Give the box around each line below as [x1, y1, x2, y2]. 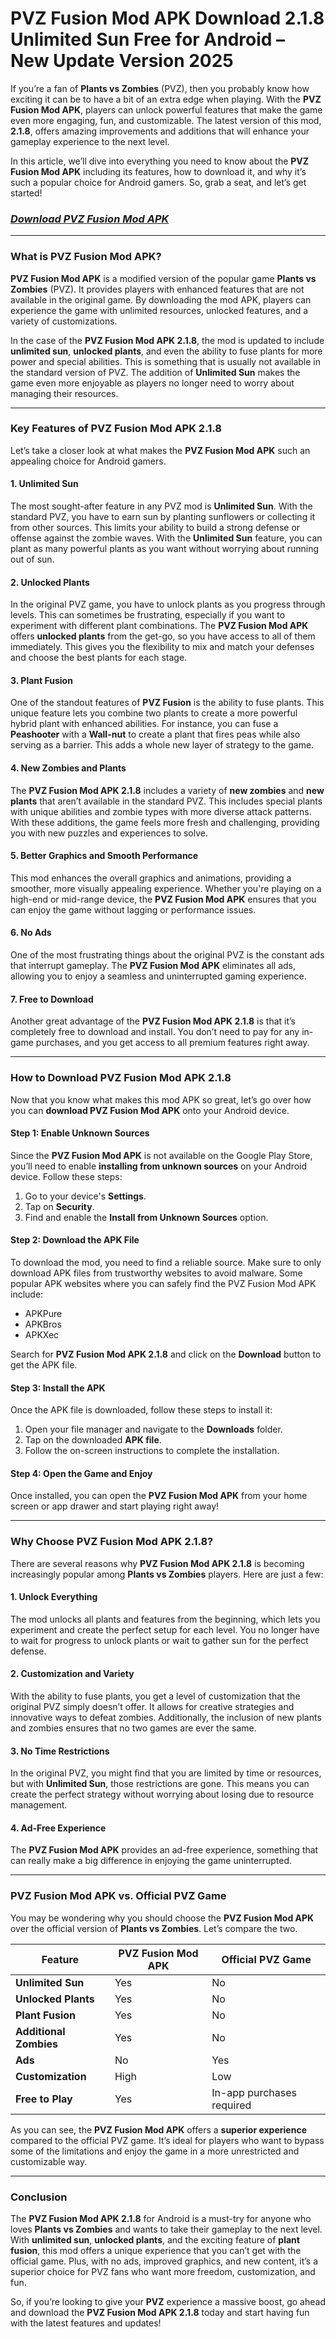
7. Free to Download [10, 993, 94, 1005]
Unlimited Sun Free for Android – [10, 28, 286, 51]
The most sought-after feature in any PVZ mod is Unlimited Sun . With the [10, 500, 313, 512]
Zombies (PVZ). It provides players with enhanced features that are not [10, 283, 305, 295]
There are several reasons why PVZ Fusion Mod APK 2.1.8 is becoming [10, 1557, 305, 1569]
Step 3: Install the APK [10, 1382, 106, 1394]
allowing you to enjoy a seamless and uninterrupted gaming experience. [10, 970, 307, 982]
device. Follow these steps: [10, 1170, 123, 1182]
